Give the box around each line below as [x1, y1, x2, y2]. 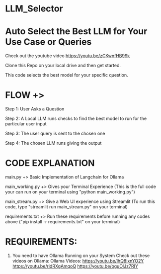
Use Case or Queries [5, 36, 92, 48]
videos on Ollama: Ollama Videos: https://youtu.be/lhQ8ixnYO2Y [12, 258, 144, 264]
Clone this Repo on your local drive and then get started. [5, 63, 121, 69]
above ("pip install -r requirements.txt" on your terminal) [5, 219, 120, 224]
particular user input [5, 121, 47, 127]
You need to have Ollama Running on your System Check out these [12, 252, 150, 259]
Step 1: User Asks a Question [5, 106, 65, 112]
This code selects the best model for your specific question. [5, 72, 128, 78]
